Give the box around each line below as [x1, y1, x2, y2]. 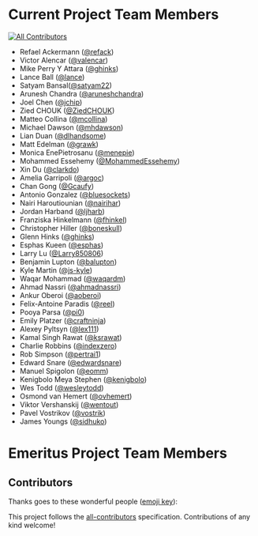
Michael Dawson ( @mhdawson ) [19, 123, 124, 132]
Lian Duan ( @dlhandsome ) [19, 130, 107, 140]
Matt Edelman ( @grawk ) [19, 139, 99, 149]
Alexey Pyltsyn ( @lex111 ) [19, 324, 99, 334]
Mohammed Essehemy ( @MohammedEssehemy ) [19, 156, 180, 165]
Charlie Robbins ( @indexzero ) [19, 341, 118, 350]
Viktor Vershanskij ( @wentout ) [19, 399, 119, 409]
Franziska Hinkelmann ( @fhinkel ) [19, 215, 128, 225]
